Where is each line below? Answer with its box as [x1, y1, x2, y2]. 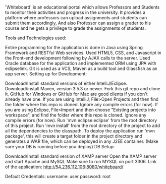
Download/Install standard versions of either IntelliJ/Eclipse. [5, 80, 127, 86]
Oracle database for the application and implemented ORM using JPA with [5, 61, 157, 66]
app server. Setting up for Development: [5, 71, 87, 76]
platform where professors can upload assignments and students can [5, 15, 147, 20]
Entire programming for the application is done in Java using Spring [5, 45, 143, 50]
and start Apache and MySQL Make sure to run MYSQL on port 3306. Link [5, 159, 157, 164]
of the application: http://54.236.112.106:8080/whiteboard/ [5, 164, 124, 170]
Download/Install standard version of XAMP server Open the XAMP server [5, 153, 157, 159]
